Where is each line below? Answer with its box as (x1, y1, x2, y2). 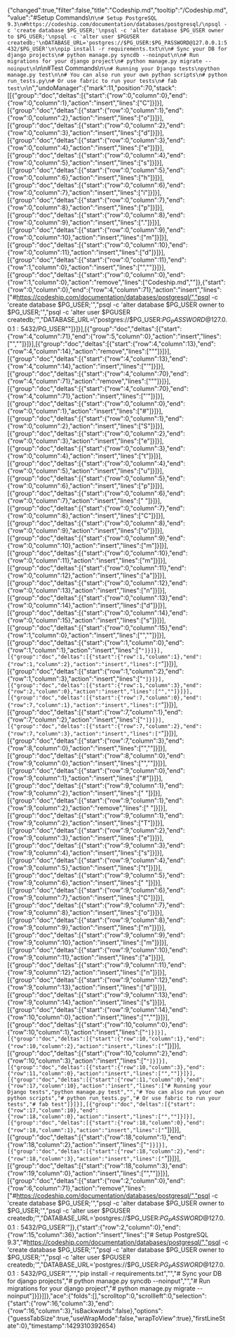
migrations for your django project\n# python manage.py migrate (7, 58, 202, 65)
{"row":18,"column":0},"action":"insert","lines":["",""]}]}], (7, 1113, 196, 1120)
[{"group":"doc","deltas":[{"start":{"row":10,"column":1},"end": (7, 1035, 206, 1042)
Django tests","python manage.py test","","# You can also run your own (7, 1088, 224, 1096)
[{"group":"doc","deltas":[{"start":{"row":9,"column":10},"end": (7, 945, 188, 954)
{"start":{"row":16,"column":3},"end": (7, 1299, 114, 1307)
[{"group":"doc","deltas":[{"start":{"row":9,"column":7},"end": (7, 900, 185, 909)
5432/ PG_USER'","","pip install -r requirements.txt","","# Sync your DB (20, 1269, 222, 1278)
